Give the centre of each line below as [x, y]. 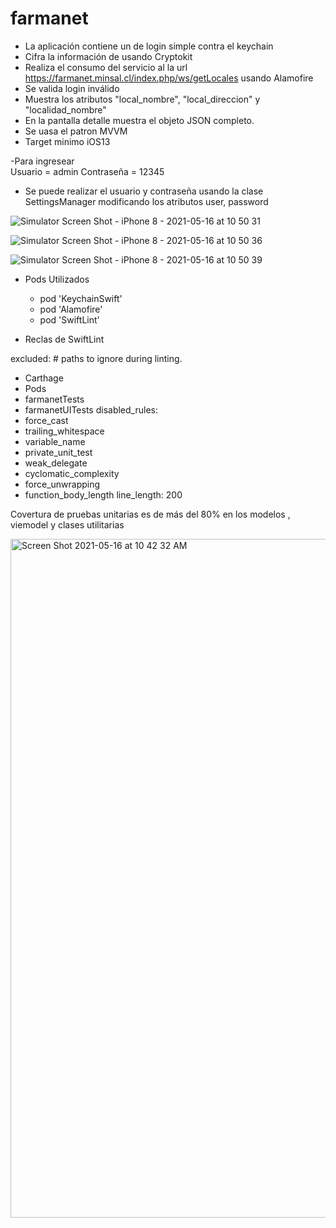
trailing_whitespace [64, 431]
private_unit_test [58, 452]
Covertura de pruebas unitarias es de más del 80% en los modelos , [150, 514]
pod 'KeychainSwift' [81, 298]
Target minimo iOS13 [67, 141]
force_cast [46, 420]
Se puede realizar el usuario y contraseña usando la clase [144, 191]
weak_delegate [56, 463]
